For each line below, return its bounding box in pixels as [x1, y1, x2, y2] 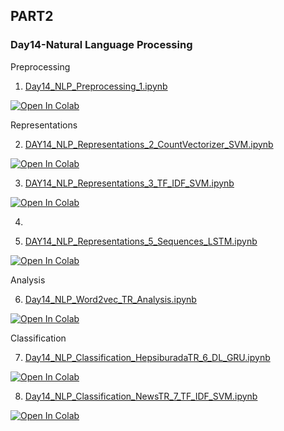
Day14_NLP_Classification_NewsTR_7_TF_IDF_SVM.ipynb [24, 390, 258, 402]
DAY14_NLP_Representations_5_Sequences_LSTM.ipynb [24, 235, 258, 247]
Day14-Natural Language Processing [10, 38, 193, 52]
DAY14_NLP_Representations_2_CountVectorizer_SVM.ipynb [24, 138, 274, 150]
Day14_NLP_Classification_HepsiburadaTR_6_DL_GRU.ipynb [24, 351, 271, 363]
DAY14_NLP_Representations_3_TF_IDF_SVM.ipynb [24, 177, 235, 189]
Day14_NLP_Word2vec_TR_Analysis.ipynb [24, 293, 197, 305]
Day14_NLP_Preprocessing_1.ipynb [24, 80, 168, 92]
